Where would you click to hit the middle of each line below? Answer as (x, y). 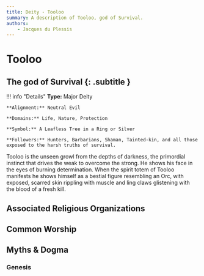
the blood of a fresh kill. (36, 189)
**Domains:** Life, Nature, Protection (57, 119)
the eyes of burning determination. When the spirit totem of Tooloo (90, 170)
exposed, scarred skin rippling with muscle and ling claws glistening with (98, 183)
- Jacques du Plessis (45, 29)
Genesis (19, 267)
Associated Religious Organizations (76, 208)
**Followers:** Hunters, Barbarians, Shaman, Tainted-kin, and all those (102, 140)
